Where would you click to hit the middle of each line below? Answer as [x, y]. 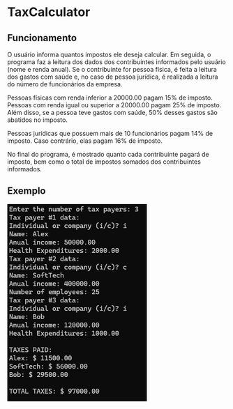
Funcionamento [42, 38]
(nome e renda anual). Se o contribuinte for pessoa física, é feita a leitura [112, 69]
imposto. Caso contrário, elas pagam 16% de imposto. [85, 141]
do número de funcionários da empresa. [65, 84]
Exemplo [27, 191]
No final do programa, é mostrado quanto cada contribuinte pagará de [108, 154]
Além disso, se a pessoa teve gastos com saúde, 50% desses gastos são [112, 113]
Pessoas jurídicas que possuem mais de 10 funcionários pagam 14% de [110, 133]
